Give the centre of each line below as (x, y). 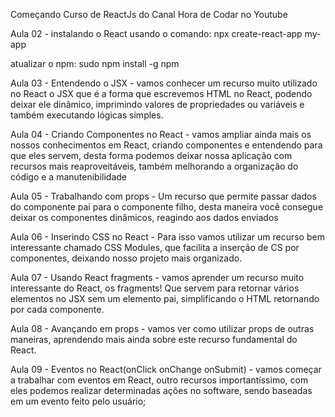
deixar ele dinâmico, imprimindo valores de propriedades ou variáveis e (157, 104)
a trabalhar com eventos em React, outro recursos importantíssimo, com (159, 380)
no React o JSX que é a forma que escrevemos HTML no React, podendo (161, 93)
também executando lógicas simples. (87, 115)
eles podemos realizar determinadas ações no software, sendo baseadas (161, 390)
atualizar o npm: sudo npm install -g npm (95, 63)
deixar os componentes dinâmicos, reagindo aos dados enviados (144, 217)
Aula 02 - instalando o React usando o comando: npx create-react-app (156, 33)
